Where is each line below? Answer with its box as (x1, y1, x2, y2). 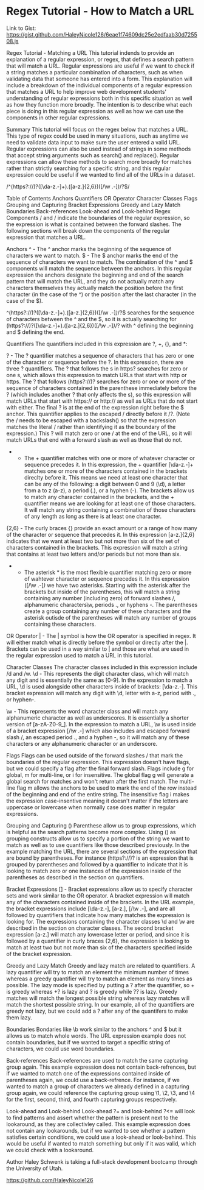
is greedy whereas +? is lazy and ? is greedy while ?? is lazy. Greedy (6, 988, 178, 995)
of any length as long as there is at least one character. (24, 512, 162, 520)
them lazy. (6, 1013, 32, 1021)
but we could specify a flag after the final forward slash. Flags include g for (6, 765, 194, 772)
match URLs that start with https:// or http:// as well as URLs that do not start (6, 397, 198, 405)
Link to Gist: (6, 24, 36, 32)
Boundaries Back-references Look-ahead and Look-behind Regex (6, 207, 171, 214)
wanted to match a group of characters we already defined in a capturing (6, 1083, 189, 1090)
